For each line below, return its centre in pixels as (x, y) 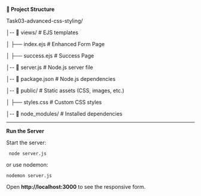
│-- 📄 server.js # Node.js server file (50, 67)
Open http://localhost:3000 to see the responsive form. (76, 187)
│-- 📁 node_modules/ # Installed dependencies (64, 114)
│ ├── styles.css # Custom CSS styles (54, 102)
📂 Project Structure (31, 9)
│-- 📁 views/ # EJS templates (42, 32)
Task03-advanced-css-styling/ (45, 21)
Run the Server (25, 131)
